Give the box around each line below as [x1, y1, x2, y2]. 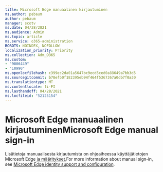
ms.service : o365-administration [5, 39, 73, 44]
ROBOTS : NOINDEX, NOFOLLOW [5, 43, 60, 48]
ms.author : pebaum [5, 12, 42, 17]
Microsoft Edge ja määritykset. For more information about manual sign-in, [5, 156, 153, 162]
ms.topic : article [5, 35, 42, 39]
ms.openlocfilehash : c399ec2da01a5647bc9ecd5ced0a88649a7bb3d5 [5, 71, 136, 76]
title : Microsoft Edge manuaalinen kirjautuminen [5, 7, 108, 12]
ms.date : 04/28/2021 [5, 25, 47, 30]
